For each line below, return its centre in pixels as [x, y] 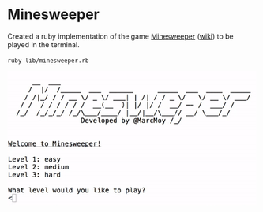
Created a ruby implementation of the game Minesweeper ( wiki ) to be [120, 36]
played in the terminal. [43, 44]
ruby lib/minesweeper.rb [48, 61]
